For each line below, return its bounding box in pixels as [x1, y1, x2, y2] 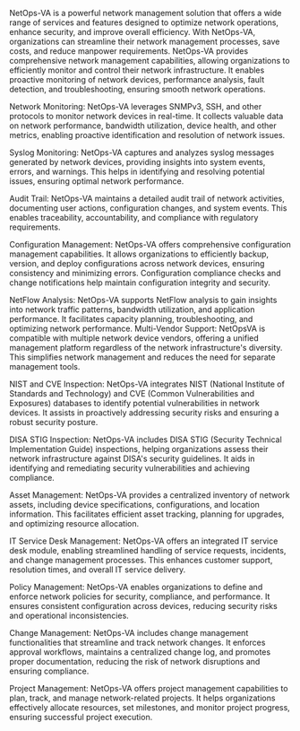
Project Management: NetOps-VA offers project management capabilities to [9, 683, 288, 693]
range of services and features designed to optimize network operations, [9, 17, 279, 28]
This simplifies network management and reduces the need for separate [9, 352, 276, 362]
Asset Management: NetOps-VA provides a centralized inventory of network [9, 490, 290, 500]
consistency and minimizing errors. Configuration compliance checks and [9, 268, 281, 278]
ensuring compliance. [9, 666, 90, 676]
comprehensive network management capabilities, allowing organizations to [9, 56, 290, 65]
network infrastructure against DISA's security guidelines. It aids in [9, 453, 255, 464]
